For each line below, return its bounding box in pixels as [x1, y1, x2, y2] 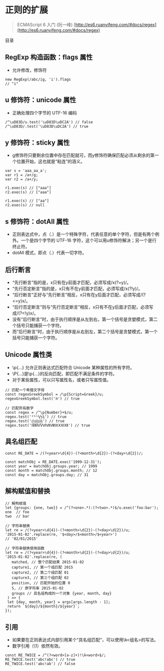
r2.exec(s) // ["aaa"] [5, 190, 51, 195]
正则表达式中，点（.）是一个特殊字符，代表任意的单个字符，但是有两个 [12, 232, 155, 237]
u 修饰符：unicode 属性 [5, 96, 76, 104]
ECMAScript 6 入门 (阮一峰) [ [17, 22, 76, 28]
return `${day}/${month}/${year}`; [7, 604, 80, 609]
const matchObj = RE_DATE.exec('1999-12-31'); [5, 459, 102, 465]
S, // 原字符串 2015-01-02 [11, 586, 64, 591]
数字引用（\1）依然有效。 [12, 643, 63, 649]
